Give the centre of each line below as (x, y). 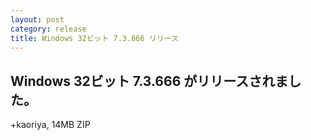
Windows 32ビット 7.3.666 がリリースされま (149, 81)
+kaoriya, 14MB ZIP (50, 125)
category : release (48, 29)
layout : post (37, 19)
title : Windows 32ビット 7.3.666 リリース (94, 38)
